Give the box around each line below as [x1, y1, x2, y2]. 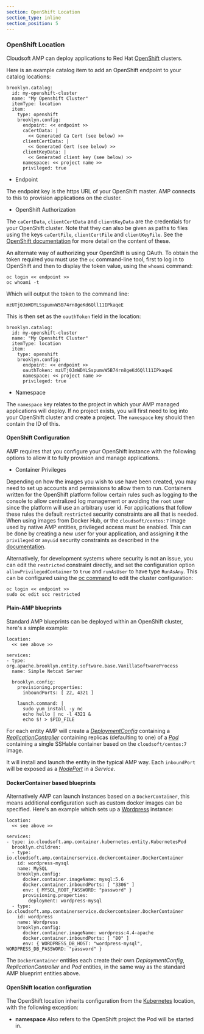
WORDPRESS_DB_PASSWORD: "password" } [6, 946, 102, 952]
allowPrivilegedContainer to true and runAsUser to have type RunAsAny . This [6, 567, 198, 575]
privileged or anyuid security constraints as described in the [6, 536, 160, 543]
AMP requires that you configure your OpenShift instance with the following [6, 447, 196, 455]
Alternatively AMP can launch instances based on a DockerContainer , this [6, 793, 190, 800]
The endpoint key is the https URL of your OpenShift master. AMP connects [6, 187, 196, 195]
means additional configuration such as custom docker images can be [6, 799, 183, 806]
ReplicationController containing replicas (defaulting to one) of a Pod [6, 734, 179, 741]
